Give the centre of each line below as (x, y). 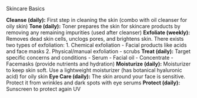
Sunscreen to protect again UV (44, 89)
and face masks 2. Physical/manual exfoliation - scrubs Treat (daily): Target (98, 51)
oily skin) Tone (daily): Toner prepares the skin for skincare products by (93, 26)
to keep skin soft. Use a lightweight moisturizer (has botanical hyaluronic (94, 70)
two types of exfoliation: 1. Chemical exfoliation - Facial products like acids (96, 45)
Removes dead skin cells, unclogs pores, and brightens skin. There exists (95, 39)
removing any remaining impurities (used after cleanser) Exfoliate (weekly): (98, 32)
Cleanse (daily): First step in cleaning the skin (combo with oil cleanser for (97, 20)
